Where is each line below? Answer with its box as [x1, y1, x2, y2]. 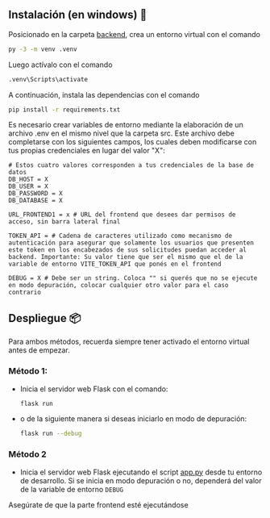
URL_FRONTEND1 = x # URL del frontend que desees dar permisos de [8, 211, 236, 219]
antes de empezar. [8, 345, 70, 355]
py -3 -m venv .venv [8, 45, 78, 53]
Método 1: [8, 366, 48, 377]
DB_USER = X [8, 182, 48, 190]
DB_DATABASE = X [8, 197, 63, 205]
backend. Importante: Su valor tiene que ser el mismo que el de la [8, 253, 243, 261]
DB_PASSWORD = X [8, 190, 63, 198]
